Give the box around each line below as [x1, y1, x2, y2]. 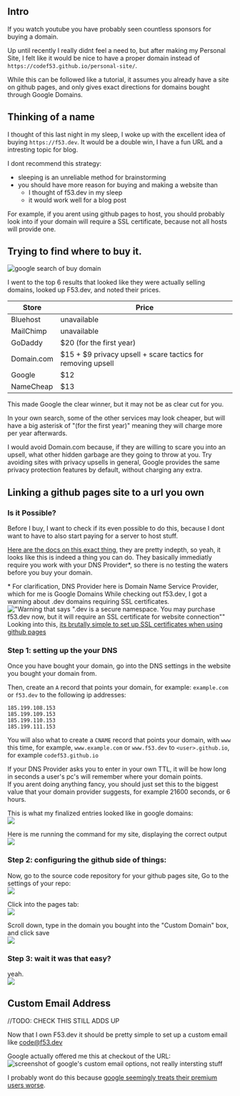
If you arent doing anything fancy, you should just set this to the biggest [7, 780, 219, 789]
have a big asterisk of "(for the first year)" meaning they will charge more [7, 422, 223, 430]
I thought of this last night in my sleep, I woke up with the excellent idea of [7, 130, 226, 139]
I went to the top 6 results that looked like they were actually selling [7, 278, 206, 287]
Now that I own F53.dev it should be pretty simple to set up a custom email [7, 1030, 228, 1039]
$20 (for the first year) [60, 338, 136, 348]
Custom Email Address [7, 997, 111, 1010]
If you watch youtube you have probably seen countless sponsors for [7, 24, 212, 33]
